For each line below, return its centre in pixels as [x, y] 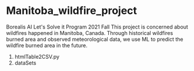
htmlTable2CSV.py [37, 56]
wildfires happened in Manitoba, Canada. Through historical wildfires [90, 33]
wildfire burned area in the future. [47, 45]
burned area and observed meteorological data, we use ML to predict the [95, 39]
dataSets [25, 63]
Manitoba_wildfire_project [71, 11]
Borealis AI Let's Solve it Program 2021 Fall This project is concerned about [97, 27]
